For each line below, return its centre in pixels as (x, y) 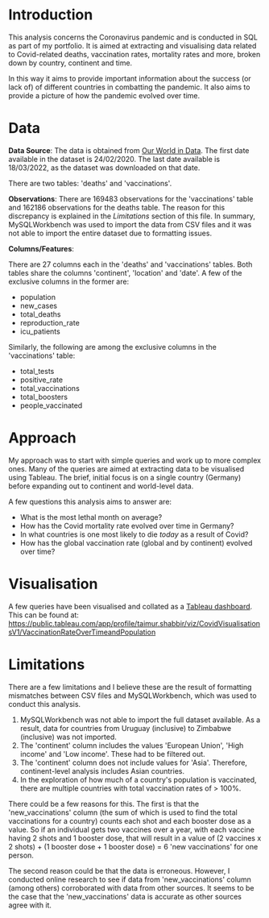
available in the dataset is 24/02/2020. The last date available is (114, 159)
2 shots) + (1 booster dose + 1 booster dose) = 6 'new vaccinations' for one (133, 846)
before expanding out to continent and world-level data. (101, 486)
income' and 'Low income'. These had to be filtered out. (112, 754)
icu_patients (40, 331)
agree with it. (30, 905)
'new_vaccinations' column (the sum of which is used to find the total (123, 812)
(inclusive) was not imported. (68, 737)
